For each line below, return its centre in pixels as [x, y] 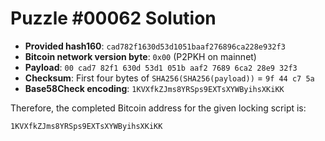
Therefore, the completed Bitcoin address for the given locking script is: [158, 108]
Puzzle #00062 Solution [113, 18]
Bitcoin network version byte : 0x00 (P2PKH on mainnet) [140, 56]
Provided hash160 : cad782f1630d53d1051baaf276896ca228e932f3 [155, 46]
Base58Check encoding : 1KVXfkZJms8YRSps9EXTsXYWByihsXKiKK [154, 88]
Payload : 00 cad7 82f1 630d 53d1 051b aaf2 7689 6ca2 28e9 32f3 [161, 67]
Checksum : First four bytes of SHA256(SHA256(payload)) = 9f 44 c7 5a [169, 78]
